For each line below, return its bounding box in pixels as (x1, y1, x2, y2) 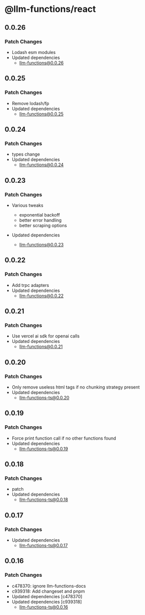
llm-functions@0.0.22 (19, 292, 64, 298)
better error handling (19, 217, 62, 223)
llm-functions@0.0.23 (19, 241, 64, 247)
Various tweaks (11, 202, 44, 208)
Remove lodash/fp (11, 100, 49, 106)
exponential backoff (19, 212, 60, 218)
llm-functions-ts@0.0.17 (19, 543, 68, 549)
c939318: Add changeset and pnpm (11, 588, 85, 594)
